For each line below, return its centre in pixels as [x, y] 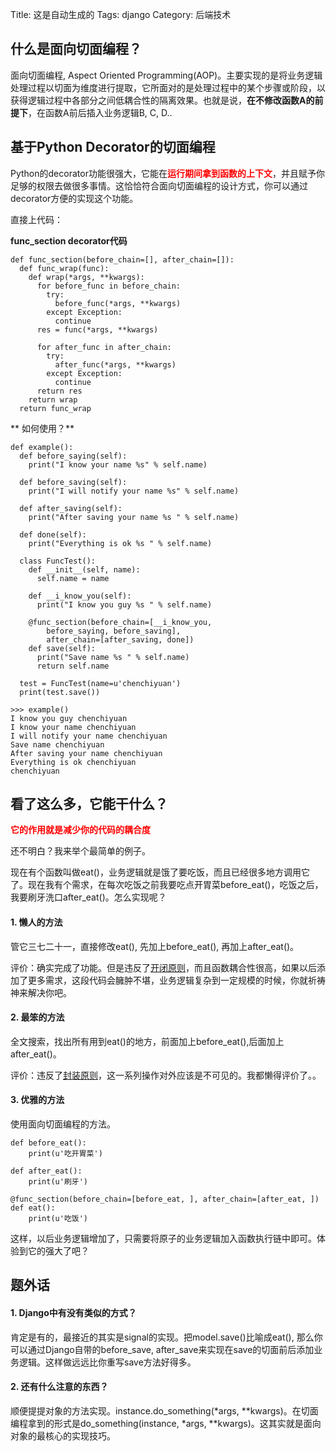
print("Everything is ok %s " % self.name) [120, 543]
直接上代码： [36, 219]
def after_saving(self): [71, 508]
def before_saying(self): [73, 456]
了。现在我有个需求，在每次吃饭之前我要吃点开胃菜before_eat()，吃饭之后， [167, 885]
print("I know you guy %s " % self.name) [124, 604]
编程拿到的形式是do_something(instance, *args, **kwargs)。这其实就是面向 [166, 1423]
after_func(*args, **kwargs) [115, 364]
